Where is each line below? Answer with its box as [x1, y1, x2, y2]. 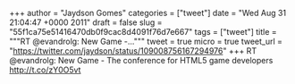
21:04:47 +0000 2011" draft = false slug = [9, 17, 163, 28]
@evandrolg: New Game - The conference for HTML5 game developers [9, 55, 274, 65]
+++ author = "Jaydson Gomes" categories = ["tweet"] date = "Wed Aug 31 [9, 8, 287, 18]
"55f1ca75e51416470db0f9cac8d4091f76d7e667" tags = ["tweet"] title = [9, 27, 277, 37]
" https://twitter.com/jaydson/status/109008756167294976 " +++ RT [9, 46, 257, 56]
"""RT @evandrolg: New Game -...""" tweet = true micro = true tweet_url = [9, 36, 283, 46]
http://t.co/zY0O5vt [9, 64, 81, 75]
